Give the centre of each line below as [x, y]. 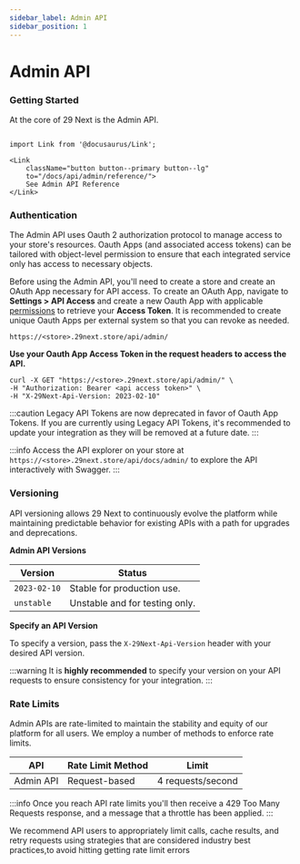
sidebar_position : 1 [49, 26]
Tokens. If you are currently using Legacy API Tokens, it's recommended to [150, 423]
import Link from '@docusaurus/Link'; [83, 144]
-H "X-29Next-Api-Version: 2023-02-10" [85, 396]
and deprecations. [44, 532]
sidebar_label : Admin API [58, 18]
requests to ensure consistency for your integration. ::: [111, 680]
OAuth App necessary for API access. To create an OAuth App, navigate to [149, 292]
